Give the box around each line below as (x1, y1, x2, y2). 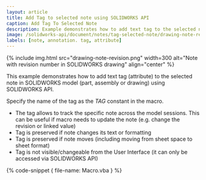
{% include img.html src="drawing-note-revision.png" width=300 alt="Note (6, 54, 198, 61)
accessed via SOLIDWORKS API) (15, 155, 98, 162)
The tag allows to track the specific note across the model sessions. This (15, 110, 200, 116)
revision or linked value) (15, 122, 76, 129)
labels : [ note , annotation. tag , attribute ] (6, 37, 122, 43)
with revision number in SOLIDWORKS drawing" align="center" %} (6, 61, 175, 68)
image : (6, 32, 23, 38)
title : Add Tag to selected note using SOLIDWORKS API (6, 15, 150, 21)
